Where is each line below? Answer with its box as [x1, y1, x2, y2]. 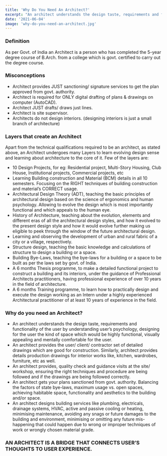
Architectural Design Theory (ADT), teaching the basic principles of [12, 191, 151, 197]
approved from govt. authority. [12, 88, 76, 95]
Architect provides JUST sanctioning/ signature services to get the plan [12, 83, 159, 89]
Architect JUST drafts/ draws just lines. [12, 104, 93, 110]
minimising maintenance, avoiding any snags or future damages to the [12, 411, 157, 417]
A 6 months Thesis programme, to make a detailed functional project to [12, 265, 159, 271]
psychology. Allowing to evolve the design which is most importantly [12, 202, 153, 208]
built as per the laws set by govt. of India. [12, 260, 97, 266]
